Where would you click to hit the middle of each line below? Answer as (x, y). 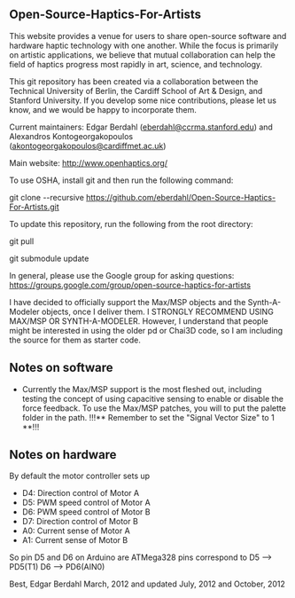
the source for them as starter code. (75, 340)
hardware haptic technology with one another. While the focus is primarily (144, 45)
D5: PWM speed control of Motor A (86, 503)
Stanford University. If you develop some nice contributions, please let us (143, 100)
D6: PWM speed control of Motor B (86, 512)
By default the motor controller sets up (80, 476)
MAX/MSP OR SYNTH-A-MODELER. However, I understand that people (139, 321)
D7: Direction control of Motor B (80, 522)
